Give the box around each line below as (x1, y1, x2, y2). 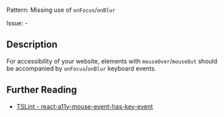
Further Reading (6, 84, 77, 96)
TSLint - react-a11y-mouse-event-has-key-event (16, 102, 153, 110)
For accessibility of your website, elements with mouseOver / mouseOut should (6, 57, 218, 65)
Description (6, 39, 58, 51)
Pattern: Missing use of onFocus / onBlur (6, 6, 116, 14)
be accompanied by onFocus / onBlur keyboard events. (6, 64, 157, 73)
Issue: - (6, 19, 28, 27)
